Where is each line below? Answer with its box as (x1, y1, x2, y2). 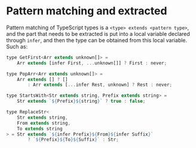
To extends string (17, 125, 63, 132)
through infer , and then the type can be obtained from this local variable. (6, 36, 188, 44)
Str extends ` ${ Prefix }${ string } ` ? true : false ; (17, 98, 146, 104)
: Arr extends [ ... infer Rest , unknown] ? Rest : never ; (27, 82, 172, 88)
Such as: (6, 43, 28, 50)
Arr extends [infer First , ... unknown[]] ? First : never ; (17, 60, 167, 66)
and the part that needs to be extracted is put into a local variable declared (6, 30, 190, 37)
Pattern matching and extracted (6, 4, 167, 18)
